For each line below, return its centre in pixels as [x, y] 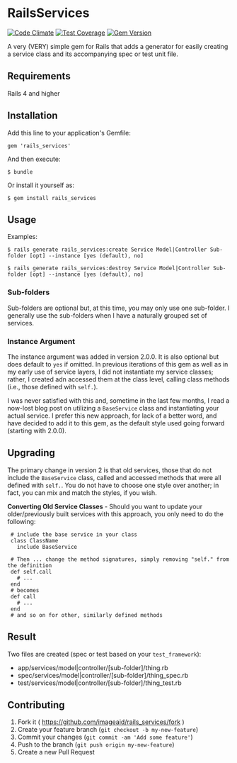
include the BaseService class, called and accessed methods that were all [114, 477]
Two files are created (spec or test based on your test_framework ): [104, 654]
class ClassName [34, 540]
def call [23, 596]
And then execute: [34, 159]
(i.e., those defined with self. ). [53, 386]
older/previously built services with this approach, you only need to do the [116, 514]
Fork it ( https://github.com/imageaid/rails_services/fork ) [101, 722]
